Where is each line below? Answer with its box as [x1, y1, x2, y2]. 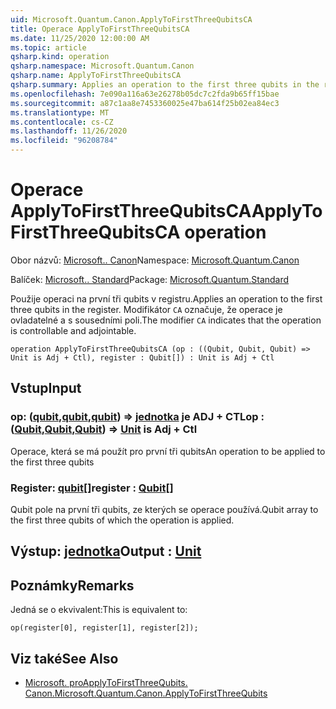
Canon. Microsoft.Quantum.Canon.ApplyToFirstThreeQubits [24, 687, 268, 699]
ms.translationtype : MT [10, 107, 110, 118]
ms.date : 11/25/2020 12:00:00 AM [10, 33, 150, 43]
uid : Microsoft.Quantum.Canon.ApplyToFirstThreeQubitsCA [10, 14, 253, 25]
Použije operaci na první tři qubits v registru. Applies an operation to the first [10, 292, 323, 305]
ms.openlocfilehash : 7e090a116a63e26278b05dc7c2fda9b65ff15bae [10, 89, 280, 99]
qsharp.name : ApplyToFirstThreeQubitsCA [10, 71, 182, 81]
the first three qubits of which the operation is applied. [10, 514, 235, 526]
